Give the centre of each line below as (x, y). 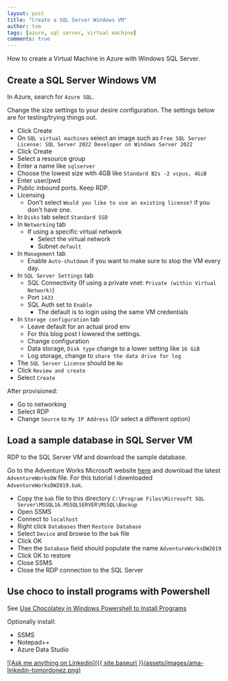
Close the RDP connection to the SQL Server (80, 570)
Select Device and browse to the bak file (73, 533)
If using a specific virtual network (75, 232)
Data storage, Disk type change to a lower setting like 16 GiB (114, 348)
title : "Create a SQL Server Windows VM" (67, 20)
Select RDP (33, 411)
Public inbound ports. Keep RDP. (63, 188)
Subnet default (59, 246)
